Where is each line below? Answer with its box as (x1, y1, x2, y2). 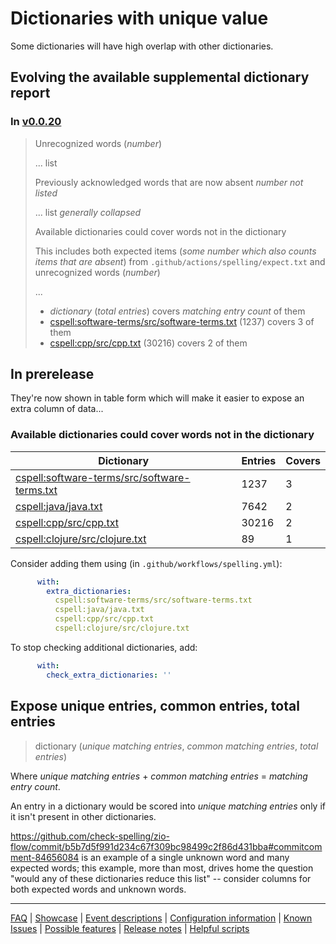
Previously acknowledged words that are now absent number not (34, 176, 304, 188)
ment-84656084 (10, 851, 80, 863)
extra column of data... (10, 403, 104, 415)
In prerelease (10, 366, 95, 383)
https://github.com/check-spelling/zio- (10, 830, 171, 842)
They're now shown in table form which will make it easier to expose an (10, 392, 305, 404)
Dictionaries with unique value (10, 7, 269, 30)
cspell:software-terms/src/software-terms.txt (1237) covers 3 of (49, 315, 315, 327)
